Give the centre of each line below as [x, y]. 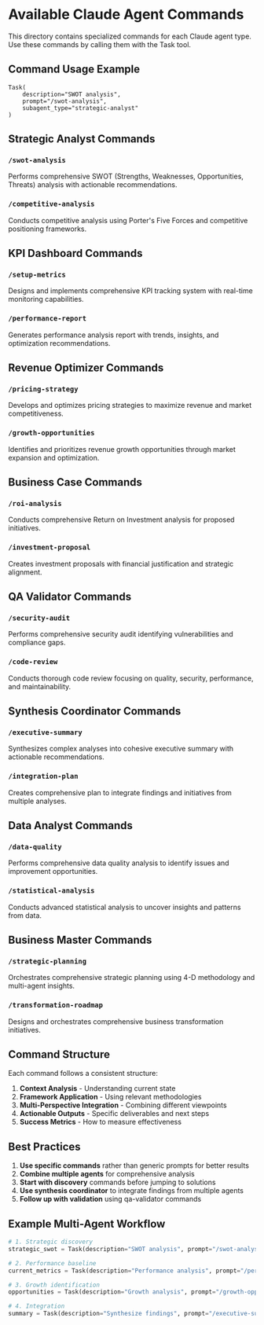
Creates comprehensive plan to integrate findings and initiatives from [120, 792]
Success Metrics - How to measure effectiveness [101, 1122]
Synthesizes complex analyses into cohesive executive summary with [121, 749]
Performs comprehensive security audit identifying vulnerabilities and [121, 634]
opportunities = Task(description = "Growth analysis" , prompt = [112, 1292]
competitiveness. [36, 413]
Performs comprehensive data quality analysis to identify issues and [119, 863]
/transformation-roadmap [56, 1005]
